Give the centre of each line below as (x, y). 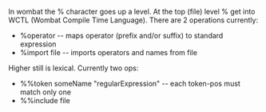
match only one (46, 92)
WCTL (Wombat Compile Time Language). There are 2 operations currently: (133, 20)
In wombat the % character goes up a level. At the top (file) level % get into (132, 12)
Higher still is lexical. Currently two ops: (73, 68)
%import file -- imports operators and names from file (109, 52)
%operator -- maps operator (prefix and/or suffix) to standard (121, 36)
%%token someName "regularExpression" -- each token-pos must (130, 84)
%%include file (45, 100)
